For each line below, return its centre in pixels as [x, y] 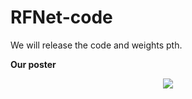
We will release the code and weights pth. [96, 45]
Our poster [33, 64]
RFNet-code [61, 17]
